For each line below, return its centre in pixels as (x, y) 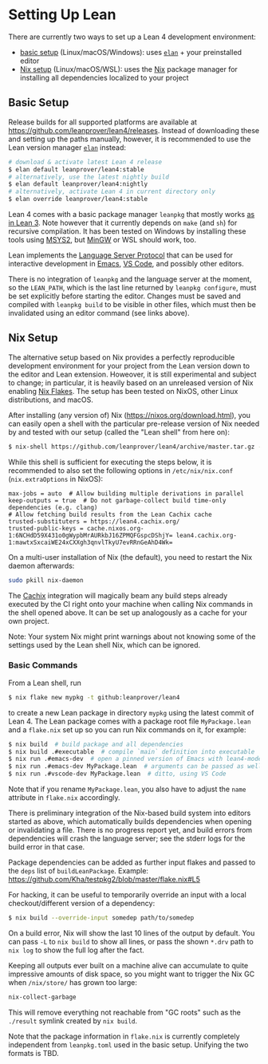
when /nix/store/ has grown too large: (73, 982)
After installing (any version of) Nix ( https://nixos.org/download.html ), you (130, 415)
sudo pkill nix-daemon (46, 580)
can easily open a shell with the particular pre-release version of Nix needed (134, 424)
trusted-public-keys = (46, 528)
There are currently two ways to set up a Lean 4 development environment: (132, 37)
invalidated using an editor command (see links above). (99, 313)
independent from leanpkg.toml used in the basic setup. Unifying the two (128, 1044)
